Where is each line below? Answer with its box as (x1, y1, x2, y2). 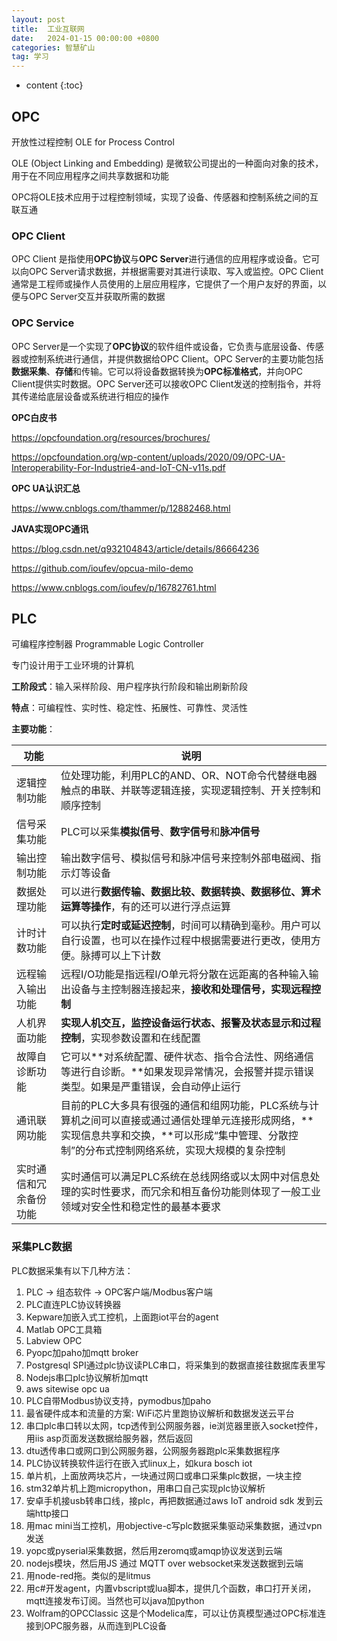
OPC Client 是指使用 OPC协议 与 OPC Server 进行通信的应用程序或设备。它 (11, 253, 312, 265)
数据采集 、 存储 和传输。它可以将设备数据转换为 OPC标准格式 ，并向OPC (11, 365, 304, 377)
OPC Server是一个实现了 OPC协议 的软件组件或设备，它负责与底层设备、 (11, 340, 307, 352)
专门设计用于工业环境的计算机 (11, 659, 134, 671)
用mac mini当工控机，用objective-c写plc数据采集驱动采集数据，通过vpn (25, 1519, 323, 1531)
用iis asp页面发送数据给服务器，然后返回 (25, 1432, 193, 1444)
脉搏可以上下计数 (80, 949, 161, 963)
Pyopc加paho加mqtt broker (25, 1346, 139, 1358)
